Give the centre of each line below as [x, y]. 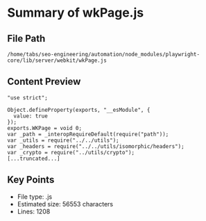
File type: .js [35, 197]
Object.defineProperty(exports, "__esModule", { [79, 110]
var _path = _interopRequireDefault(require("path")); [88, 134]
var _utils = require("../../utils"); [63, 140]
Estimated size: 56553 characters [65, 204]
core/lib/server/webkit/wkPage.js [57, 60]
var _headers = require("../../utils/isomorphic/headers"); [96, 146]
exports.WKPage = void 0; [44, 128]
